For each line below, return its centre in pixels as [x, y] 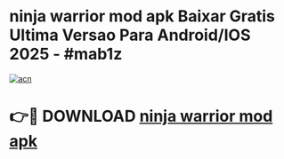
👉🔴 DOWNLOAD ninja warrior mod [141, 116]
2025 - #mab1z [66, 54]
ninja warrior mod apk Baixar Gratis [142, 16]
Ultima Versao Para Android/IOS [130, 35]
